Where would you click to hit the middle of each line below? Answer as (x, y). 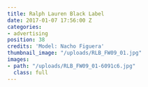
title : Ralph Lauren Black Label (56, 14)
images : (18, 60)
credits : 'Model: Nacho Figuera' (56, 46)
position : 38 (26, 40)
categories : (24, 27)
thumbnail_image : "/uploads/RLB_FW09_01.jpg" (74, 53)
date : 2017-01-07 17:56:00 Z (50, 20)
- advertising (28, 33)
